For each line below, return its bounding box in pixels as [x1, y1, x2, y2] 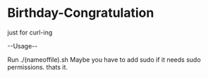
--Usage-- [7, 41, 38, 50]
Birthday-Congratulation [7, 5, 154, 21]
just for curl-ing [7, 28, 53, 37]
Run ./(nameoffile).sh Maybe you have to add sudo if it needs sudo [7, 55, 201, 64]
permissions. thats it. [7, 63, 68, 71]
